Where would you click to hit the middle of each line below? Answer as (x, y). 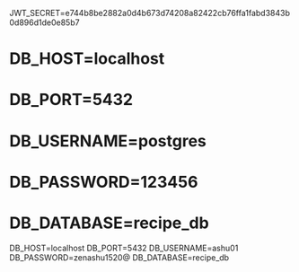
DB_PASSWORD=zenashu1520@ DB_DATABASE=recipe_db (119, 257)
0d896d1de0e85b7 (44, 22)
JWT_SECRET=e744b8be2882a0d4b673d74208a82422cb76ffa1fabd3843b (149, 13)
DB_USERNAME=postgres (108, 140)
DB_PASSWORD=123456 (104, 182)
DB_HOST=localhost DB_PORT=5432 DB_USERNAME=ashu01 (124, 248)
